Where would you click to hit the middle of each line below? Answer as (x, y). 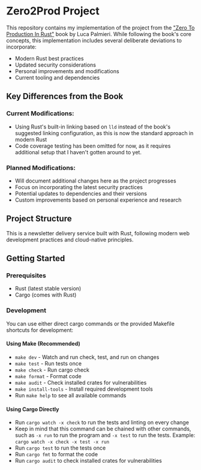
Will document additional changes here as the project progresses (95, 181)
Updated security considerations (55, 65)
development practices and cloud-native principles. (70, 240)
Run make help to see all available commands (70, 395)
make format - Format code (48, 376)
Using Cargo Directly (33, 409)
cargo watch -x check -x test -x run (62, 442)
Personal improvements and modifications (67, 71)
